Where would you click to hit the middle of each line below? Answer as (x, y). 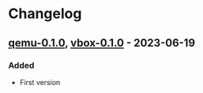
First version (40, 82)
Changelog (45, 14)
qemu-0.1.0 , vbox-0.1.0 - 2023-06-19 (102, 43)
